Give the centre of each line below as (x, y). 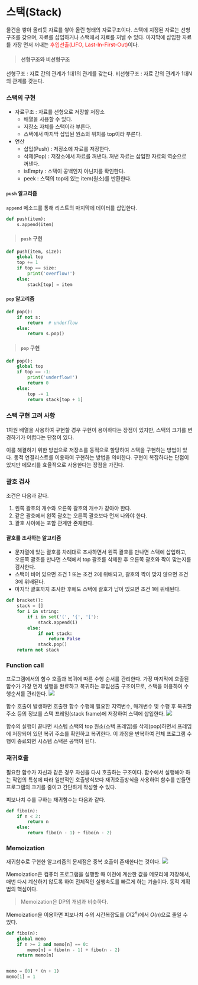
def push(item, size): (34, 252)
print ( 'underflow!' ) (53, 377)
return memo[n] (35, 955)
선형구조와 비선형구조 (45, 59)
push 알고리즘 (22, 193)
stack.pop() (52, 644)
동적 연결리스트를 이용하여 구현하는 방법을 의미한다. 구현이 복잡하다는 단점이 (101, 457)
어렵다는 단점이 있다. (50, 437)
